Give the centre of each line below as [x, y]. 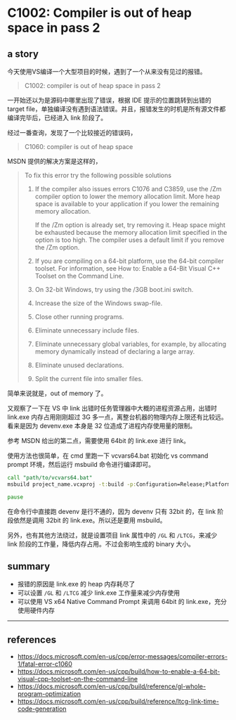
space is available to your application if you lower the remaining [127, 204]
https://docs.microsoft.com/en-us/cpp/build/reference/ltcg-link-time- [118, 702]
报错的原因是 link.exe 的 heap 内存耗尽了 [76, 584]
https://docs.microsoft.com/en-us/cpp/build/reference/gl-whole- [111, 686]
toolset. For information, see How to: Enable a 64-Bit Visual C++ [128, 268]
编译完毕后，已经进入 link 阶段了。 [57, 118]
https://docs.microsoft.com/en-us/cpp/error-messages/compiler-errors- [123, 657]
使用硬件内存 [36, 610]
